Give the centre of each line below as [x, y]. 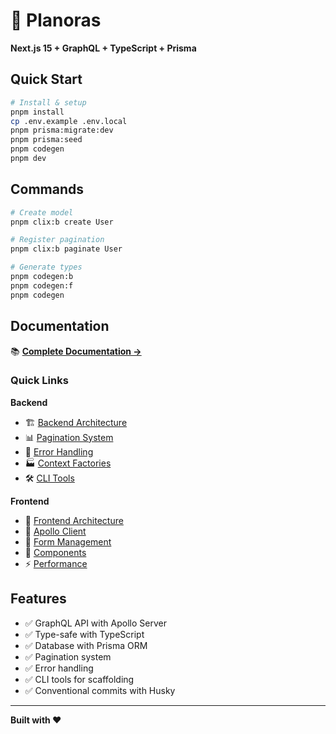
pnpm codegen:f [42, 285]
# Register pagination [57, 240]
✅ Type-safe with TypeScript [84, 634]
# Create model [42, 212]
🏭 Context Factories [68, 463]
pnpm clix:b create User [62, 222]
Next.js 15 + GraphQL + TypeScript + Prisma [103, 48]
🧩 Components [55, 552]
